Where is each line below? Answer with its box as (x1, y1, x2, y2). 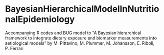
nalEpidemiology (5, 14, 75, 25)
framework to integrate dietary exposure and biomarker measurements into (5, 35, 157, 41)
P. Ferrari (5, 45, 23, 51)
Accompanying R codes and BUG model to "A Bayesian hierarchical (5, 30, 141, 36)
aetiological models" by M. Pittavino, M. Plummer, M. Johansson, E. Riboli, (5, 40, 155, 46)
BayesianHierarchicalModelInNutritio (5, 3, 160, 15)
